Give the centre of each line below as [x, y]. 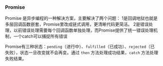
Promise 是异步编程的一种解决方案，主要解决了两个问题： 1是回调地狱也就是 [81, 18]
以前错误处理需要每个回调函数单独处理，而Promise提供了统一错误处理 [83, 30]
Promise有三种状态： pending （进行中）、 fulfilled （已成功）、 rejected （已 [80, 47]
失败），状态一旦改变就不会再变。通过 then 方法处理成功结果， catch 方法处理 [82, 53]
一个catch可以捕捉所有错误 [40, 36]
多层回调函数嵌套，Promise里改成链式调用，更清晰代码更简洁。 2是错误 [77, 24]
